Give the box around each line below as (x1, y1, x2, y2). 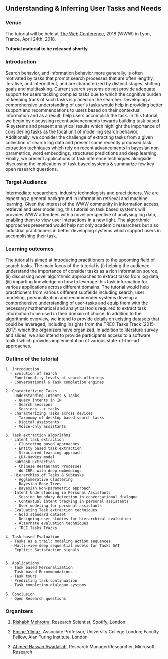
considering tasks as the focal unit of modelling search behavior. (5, 128, 139, 135)
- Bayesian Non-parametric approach (14, 486, 91, 491)
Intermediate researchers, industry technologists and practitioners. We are (5, 190, 159, 196)
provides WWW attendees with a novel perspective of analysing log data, (5, 212, 157, 218)
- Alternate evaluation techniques (14, 521, 89, 526)
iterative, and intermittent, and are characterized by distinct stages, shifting (5, 80, 160, 86)
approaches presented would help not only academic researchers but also (5, 222, 159, 228)
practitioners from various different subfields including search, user (5, 289, 145, 295)
